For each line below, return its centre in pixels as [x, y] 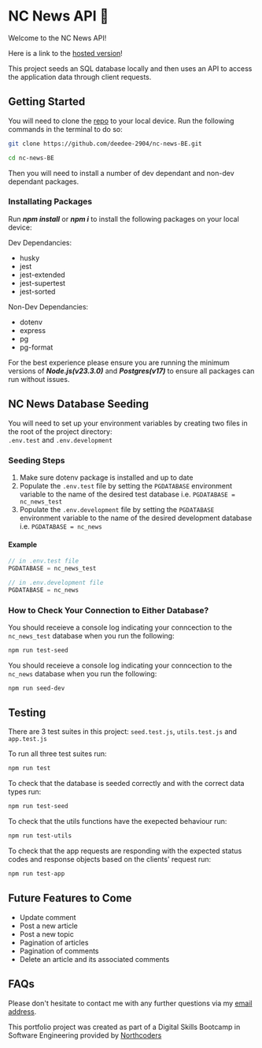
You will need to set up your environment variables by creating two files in [128, 423]
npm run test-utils [40, 836]
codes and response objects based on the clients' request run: [110, 859]
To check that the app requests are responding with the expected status [125, 851]
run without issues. [39, 379]
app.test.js [28, 739]
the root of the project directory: [60, 431]
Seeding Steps [37, 460]
